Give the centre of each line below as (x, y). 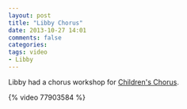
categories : (28, 45)
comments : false (35, 38)
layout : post (30, 15)
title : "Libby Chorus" (46, 23)
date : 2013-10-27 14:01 (48, 30)
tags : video (28, 52)
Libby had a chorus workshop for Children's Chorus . (94, 82)
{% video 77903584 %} (47, 97)
